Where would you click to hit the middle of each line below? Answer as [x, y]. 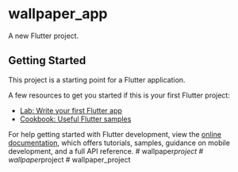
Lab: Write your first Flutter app [71, 110]
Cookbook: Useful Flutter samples [75, 119]
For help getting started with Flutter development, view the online [115, 134]
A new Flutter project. [44, 36]
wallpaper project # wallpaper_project [69, 159]
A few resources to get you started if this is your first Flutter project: [119, 95]
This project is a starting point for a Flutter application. [97, 79]
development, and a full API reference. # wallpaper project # [106, 151]
